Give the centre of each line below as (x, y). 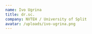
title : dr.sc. (20, 14)
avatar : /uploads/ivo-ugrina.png (40, 24)
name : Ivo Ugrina (24, 10)
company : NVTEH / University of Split (46, 19)
